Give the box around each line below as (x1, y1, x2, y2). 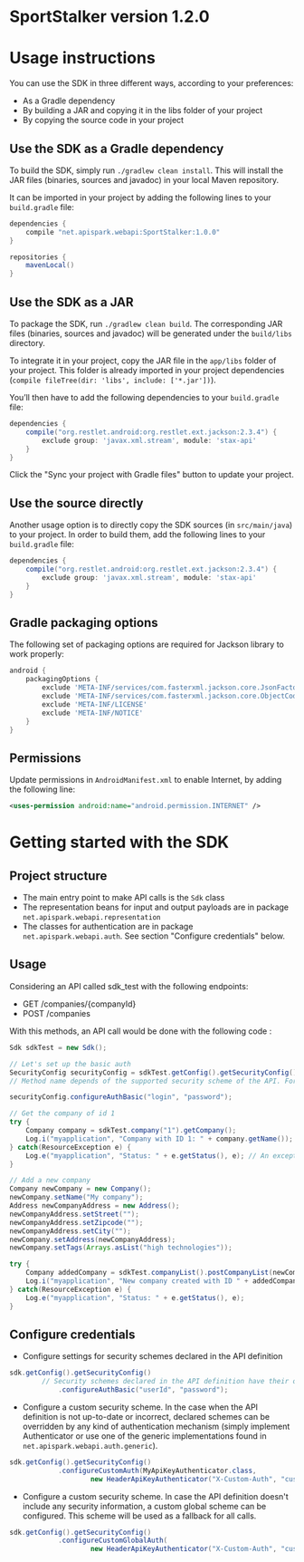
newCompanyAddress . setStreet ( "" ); (9, 1210, 140, 1219)
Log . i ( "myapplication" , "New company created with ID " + (25, 1277, 249, 1286)
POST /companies (22, 1008, 90, 1018)
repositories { (9, 252, 67, 262)
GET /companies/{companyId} (22, 998, 137, 1009)
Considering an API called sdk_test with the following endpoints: (9, 980, 249, 991)
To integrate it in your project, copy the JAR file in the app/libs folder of (9, 355, 277, 366)
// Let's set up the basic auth (9, 1059, 131, 1068)
